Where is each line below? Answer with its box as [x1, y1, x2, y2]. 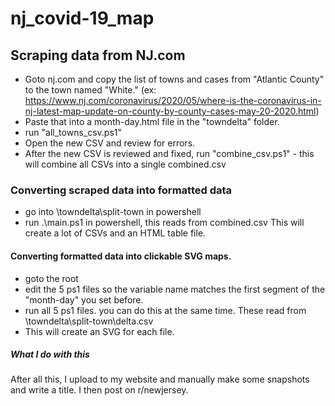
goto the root [24, 272, 79, 284]
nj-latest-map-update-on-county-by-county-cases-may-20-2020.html [24, 105, 317, 117]
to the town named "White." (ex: [24, 84, 157, 96]
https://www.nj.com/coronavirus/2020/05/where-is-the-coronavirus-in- [24, 95, 322, 106]
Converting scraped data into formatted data [10, 183, 233, 197]
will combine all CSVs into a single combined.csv [24, 158, 227, 170]
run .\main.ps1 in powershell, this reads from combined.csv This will [24, 217, 305, 229]
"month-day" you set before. [24, 293, 144, 306]
